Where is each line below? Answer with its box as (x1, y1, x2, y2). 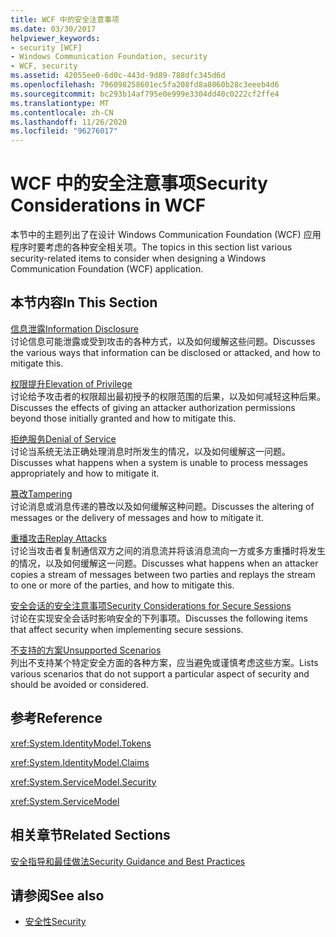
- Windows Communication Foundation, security (10, 52, 208, 62)
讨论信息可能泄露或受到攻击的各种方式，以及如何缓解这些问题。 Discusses (10, 335, 316, 347)
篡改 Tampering (10, 487, 73, 500)
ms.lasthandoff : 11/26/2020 (10, 117, 128, 127)
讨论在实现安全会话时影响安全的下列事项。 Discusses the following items (10, 612, 308, 624)
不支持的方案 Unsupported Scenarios (10, 644, 162, 656)
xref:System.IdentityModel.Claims (10, 756, 150, 768)
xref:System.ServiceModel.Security (10, 776, 157, 788)
